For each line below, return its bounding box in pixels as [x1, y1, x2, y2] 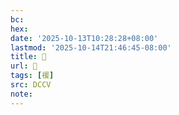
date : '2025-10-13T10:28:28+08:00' [10, 33, 159, 43]
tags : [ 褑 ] [10, 71, 55, 81]
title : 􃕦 [10, 52, 47, 62]
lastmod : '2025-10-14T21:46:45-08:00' [10, 42, 172, 53]
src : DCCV [10, 80, 52, 90]
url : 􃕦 [10, 61, 38, 71]
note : [10, 89, 33, 99]
